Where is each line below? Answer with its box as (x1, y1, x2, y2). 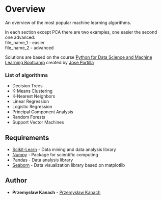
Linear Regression (12, 99, 49, 104)
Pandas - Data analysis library (12, 157, 73, 163)
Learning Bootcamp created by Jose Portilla (5, 59, 94, 65)
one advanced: (5, 34, 35, 40)
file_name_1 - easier (5, 39, 45, 45)
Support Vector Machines (12, 119, 64, 125)
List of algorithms (5, 72, 48, 78)
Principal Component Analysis (12, 109, 74, 115)
